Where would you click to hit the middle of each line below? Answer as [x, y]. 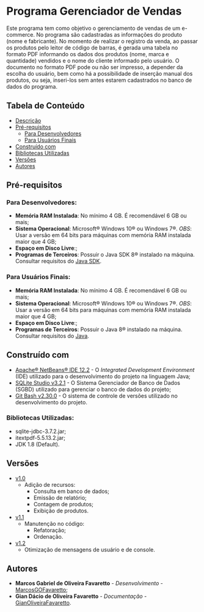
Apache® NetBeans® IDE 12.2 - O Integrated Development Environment [105, 370]
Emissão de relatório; [60, 497]
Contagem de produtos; [63, 504]
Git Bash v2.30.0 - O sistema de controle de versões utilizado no [97, 396]
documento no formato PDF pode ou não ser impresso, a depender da [95, 67]
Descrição [28, 120]
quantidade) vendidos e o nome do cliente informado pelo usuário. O [93, 60]
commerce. [21, 34]
